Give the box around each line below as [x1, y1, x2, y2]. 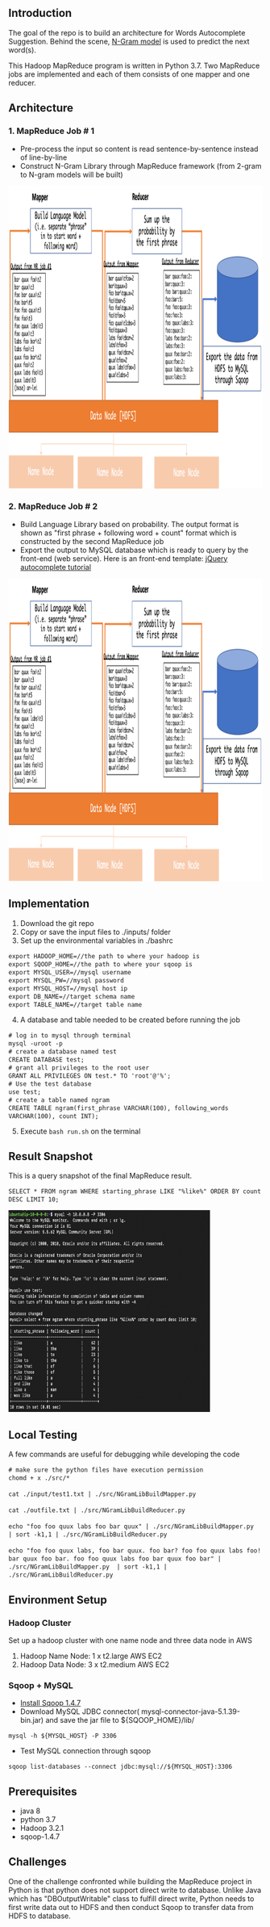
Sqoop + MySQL [8, 1679, 74, 1690]
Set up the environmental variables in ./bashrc [19, 936, 173, 945]
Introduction [8, 6, 73, 20]
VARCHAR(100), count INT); [8, 1112, 99, 1121]
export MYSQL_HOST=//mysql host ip [8, 984, 128, 992]
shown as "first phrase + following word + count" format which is [19, 528, 237, 538]
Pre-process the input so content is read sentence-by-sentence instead [19, 144, 259, 153]
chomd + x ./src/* [8, 1474, 70, 1482]
